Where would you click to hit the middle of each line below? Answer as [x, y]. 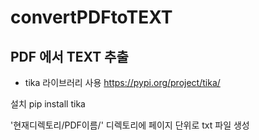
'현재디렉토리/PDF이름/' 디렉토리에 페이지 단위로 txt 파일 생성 [130, 125]
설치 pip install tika [48, 104]
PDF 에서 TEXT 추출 [69, 56]
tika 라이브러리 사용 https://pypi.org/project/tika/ [122, 82]
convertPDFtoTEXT [91, 17]
